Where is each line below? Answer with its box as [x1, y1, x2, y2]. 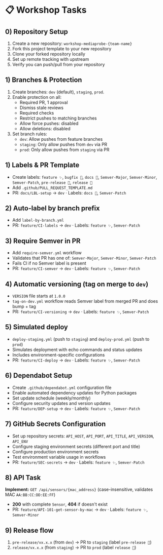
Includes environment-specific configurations [12, 352, 105, 357]
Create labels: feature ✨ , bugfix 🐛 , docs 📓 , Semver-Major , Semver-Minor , [12, 174, 158, 180]
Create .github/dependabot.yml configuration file [12, 384, 112, 391]
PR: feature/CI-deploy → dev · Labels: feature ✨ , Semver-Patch [12, 357, 140, 363]
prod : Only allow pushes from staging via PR [19, 147, 110, 153]
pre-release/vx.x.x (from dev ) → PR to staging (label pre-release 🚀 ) [12, 539, 152, 545]
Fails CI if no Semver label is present [12, 260, 87, 266]
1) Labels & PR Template [5, 161, 80, 169]
